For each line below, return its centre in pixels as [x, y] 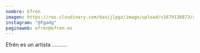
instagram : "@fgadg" [31, 22]
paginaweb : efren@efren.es [39, 28]
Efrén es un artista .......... [36, 45]
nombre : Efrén [23, 11]
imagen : [15, 17]
